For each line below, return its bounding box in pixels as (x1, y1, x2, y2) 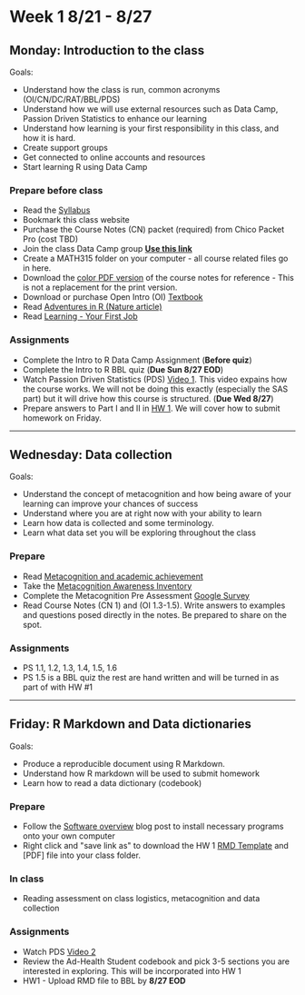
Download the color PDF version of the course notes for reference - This (22, 273, 295, 284)
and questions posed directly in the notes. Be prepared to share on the (22, 609, 288, 620)
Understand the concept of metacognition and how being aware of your (22, 489, 292, 500)
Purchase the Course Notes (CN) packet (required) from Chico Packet (22, 224, 285, 235)
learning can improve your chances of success (22, 498, 199, 510)
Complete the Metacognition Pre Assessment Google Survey (22, 590, 250, 601)
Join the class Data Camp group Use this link (22, 244, 192, 254)
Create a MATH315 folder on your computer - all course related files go (22, 253, 289, 264)
